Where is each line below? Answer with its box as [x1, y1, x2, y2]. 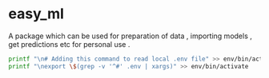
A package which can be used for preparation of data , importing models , [8, 31, 252, 41]
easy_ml [8, 5, 64, 23]
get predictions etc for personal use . [8, 39, 130, 49]
